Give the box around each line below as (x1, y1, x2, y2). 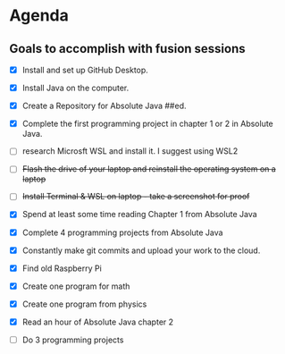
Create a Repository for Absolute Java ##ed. (21, 100, 187, 112)
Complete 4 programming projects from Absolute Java (21, 227, 223, 238)
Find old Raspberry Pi (21, 263, 103, 274)
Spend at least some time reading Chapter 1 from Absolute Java (21, 209, 257, 220)
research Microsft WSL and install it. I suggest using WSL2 (21, 146, 239, 156)
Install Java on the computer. (21, 82, 130, 94)
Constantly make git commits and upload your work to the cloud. (21, 245, 261, 256)
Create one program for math (21, 281, 130, 291)
